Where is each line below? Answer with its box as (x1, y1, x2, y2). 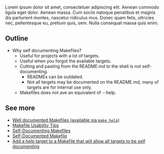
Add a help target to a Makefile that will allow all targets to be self (12, 138, 146, 144)
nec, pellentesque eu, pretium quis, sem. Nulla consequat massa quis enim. (5, 20, 159, 26)
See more (5, 104, 36, 112)
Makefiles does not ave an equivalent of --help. (19, 89, 117, 96)
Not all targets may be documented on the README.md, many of (27, 79, 159, 85)
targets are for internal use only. (27, 84, 92, 90)
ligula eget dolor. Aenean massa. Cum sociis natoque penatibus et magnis (5, 9, 156, 15)
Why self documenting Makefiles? (12, 47, 82, 53)
